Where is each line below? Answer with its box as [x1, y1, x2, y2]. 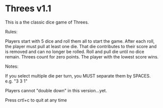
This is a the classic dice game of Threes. [5, 19, 89, 25]
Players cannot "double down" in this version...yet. [5, 87, 107, 93]
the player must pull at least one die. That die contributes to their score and [5, 43, 157, 49]
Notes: [5, 63, 19, 69]
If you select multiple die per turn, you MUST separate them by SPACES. [5, 73, 151, 79]
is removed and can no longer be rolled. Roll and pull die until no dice [5, 49, 144, 54]
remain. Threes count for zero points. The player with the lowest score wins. [5, 54, 159, 59]
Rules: [5, 28, 18, 34]
